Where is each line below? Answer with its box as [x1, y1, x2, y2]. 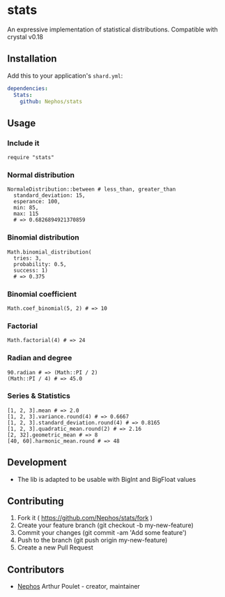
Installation [7, 53, 57, 65]
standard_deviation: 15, [13, 192, 86, 199]
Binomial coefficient [7, 289, 77, 299]
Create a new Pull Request [17, 543, 94, 552]
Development [7, 457, 68, 469]
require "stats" [7, 154, 54, 161]
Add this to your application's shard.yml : [7, 71, 123, 80]
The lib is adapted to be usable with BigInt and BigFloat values [17, 475, 196, 483]
